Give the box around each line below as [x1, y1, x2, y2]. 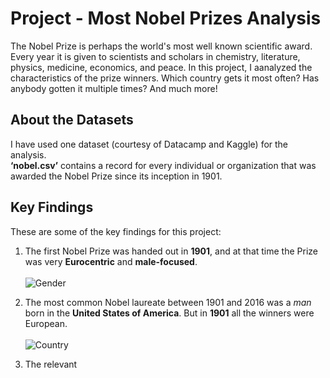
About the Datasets [10, 112, 134, 129]
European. [24, 317, 68, 329]
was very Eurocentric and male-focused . [24, 255, 198, 267]
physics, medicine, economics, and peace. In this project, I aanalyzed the [10, 61, 313, 73]
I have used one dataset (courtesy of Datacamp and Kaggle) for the [10, 138, 289, 150]
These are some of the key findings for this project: [10, 225, 222, 237]
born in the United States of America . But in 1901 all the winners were [24, 307, 315, 319]
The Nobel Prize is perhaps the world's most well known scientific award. [10, 40, 313, 52]
